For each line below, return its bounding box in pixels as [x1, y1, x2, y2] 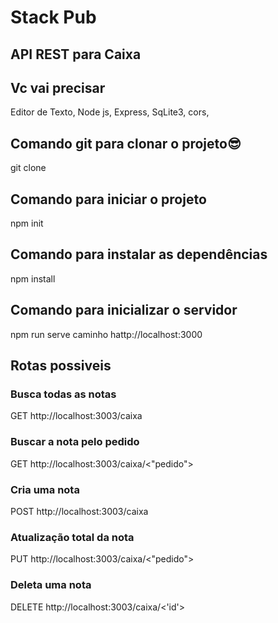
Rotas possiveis [10, 357, 112, 375]
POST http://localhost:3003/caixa [10, 505, 149, 517]
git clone [10, 162, 47, 174]
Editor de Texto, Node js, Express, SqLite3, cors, [10, 106, 210, 118]
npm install [10, 272, 56, 285]
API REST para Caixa [10, 46, 142, 63]
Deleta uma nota [10, 578, 92, 592]
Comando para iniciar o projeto [10, 191, 207, 208]
